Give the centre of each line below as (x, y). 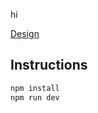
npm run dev (35, 97)
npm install (35, 88)
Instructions (49, 65)
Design (25, 33)
